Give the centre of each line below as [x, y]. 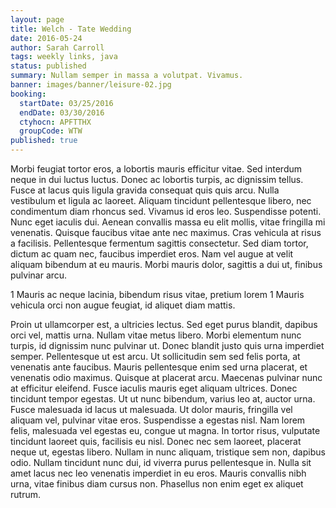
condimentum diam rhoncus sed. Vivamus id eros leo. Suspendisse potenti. [166, 211]
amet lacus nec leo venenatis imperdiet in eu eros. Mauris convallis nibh [158, 473]
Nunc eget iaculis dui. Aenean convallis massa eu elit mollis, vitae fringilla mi [168, 222]
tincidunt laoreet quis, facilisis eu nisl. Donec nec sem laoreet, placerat [156, 441]
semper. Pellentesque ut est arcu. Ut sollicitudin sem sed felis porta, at [155, 356]
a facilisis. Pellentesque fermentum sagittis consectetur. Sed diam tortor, [159, 243]
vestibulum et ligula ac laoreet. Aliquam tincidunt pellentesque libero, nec [161, 200]
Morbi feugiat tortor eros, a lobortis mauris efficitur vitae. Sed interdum [156, 169]
